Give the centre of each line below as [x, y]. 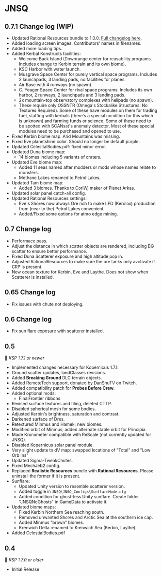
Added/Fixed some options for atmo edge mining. [68, 214]
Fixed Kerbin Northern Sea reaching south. [62, 512]
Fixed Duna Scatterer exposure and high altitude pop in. [67, 256]
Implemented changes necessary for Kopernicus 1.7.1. [65, 367]
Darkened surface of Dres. [38, 419]
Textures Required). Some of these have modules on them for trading [88, 110]
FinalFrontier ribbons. [40, 398]
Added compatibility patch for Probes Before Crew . [63, 388]
